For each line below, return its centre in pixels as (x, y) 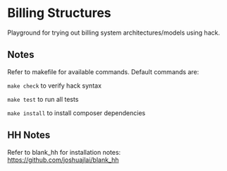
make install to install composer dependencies (76, 113)
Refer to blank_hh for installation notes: (64, 152)
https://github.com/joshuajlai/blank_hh (63, 160)
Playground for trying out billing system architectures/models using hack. (114, 33)
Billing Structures (59, 13)
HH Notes (29, 135)
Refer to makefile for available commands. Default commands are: (103, 71)
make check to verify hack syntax (55, 85)
